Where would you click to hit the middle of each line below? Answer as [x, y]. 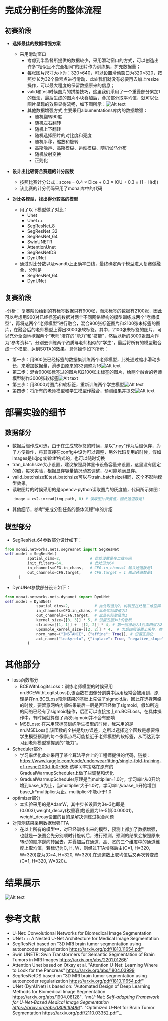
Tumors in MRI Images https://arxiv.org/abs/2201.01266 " [70, 960]
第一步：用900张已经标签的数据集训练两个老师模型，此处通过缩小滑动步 [87, 359]
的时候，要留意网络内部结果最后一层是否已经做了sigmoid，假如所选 [89, 705]
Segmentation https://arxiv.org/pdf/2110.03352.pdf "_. [67, 1013]
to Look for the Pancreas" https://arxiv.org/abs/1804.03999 [73, 970]
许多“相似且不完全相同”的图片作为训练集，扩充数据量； [84, 66]
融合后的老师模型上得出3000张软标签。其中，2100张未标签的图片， [88, 329]
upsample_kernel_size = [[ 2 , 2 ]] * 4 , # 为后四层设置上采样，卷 [100, 629]
